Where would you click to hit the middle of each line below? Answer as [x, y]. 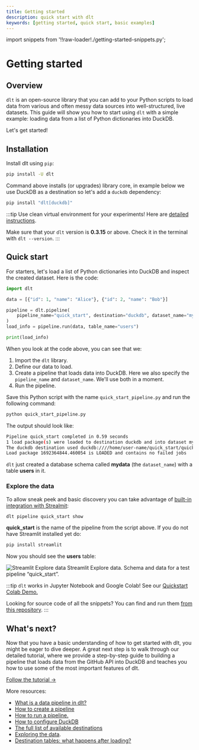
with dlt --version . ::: [33, 238]
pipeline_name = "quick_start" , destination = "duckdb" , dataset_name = [102, 316]
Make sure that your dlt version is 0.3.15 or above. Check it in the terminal [97, 232]
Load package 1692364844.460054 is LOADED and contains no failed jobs [96, 453]
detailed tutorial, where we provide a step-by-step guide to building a [91, 655]
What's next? [31, 628]
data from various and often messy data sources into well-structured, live [96, 106]
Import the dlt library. [41, 360]
